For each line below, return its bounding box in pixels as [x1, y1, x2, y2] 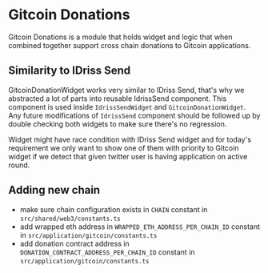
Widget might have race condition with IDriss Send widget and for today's [8, 134, 252, 144]
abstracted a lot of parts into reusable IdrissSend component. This [8, 94, 227, 103]
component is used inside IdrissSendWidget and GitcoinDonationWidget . [8, 102, 246, 111]
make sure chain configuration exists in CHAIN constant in [19, 204, 208, 214]
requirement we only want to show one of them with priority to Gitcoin [8, 143, 239, 153]
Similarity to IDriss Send [8, 64, 131, 78]
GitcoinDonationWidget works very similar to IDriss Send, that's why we [8, 85, 245, 94]
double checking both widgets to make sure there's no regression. [8, 118, 227, 129]
